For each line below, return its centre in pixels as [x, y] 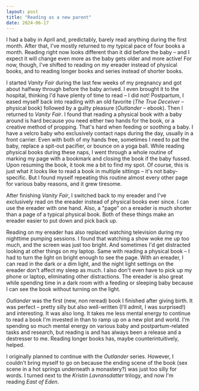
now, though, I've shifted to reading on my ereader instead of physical [92, 65]
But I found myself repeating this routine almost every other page [108, 178]
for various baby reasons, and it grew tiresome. [64, 184]
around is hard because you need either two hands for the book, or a [90, 121]
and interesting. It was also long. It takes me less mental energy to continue [99, 314]
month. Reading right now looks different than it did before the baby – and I [98, 52]
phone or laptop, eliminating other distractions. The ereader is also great [95, 277]
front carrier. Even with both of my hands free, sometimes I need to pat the [97, 140]
